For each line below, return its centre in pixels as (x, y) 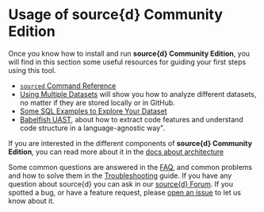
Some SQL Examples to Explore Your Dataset (93, 111)
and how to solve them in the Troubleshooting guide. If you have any (120, 175)
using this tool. (33, 70)
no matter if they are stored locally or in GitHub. (98, 102)
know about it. (32, 201)
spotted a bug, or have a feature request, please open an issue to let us (125, 192)
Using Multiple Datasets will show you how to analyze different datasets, (138, 94)
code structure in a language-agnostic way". (92, 128)
